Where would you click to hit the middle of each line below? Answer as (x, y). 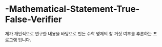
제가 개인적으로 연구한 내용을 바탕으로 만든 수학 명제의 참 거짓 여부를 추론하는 (79, 33)
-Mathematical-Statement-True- (72, 9)
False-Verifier (34, 19)
